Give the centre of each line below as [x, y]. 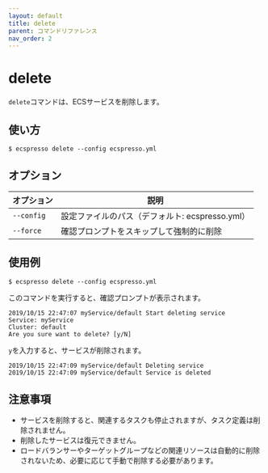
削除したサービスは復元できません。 [80, 441]
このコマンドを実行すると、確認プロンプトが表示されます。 [107, 298]
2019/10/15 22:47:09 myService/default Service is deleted [110, 373]
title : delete [32, 23]
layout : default [36, 16]
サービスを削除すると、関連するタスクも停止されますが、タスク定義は [136, 420]
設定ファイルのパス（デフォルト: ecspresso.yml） [155, 216]
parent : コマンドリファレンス [53, 31]
